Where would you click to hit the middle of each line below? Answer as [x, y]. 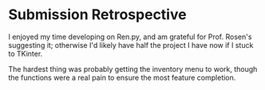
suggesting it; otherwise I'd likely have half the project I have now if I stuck [131, 45]
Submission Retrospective [97, 15]
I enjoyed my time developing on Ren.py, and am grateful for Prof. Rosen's [130, 37]
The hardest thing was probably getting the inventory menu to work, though [133, 68]
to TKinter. [26, 53]
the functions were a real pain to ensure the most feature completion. [122, 77]
